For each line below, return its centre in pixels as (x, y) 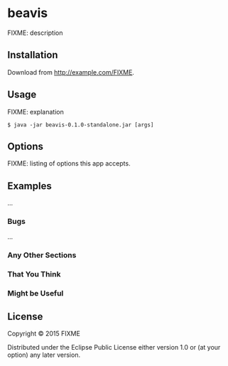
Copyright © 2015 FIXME (44, 334)
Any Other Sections (42, 255)
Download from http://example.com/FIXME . (71, 72)
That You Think (34, 274)
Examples (29, 186)
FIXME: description (35, 33)
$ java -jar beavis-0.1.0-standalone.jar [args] (81, 125)
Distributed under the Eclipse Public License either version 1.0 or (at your (114, 348)
